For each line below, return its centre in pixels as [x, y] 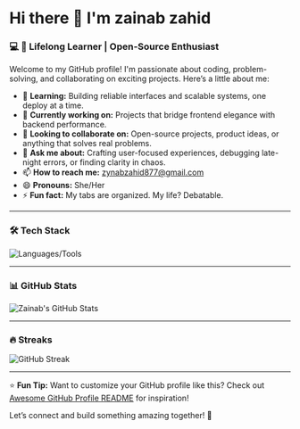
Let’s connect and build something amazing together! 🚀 [111, 416]
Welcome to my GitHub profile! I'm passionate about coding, [120, 70]
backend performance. [64, 125]
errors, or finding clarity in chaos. [105, 162]
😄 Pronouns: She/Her [63, 186]
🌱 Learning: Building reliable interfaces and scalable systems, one [144, 96]
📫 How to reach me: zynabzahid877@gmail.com [113, 172]
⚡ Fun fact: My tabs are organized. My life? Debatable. [123, 195]
